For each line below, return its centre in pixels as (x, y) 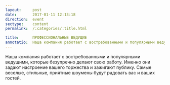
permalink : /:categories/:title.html (46, 29)
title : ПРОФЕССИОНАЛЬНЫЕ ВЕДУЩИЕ (46, 38)
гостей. (13, 78)
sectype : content (27, 24)
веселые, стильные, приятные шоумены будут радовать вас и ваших (80, 72)
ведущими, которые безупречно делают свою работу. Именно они (78, 62)
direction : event (25, 19)
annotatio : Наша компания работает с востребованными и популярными (80, 42)
